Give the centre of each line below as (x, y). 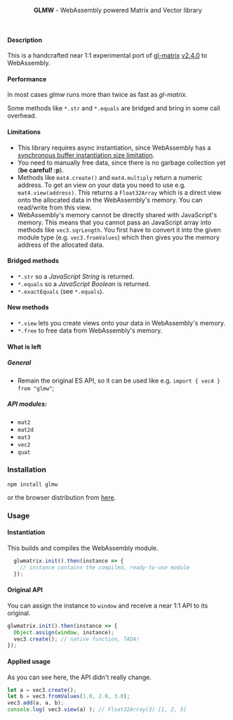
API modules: (27, 404)
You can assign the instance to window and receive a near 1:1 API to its (108, 605)
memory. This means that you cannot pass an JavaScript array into (114, 222)
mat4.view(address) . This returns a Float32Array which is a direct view (119, 192)
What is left (25, 347)
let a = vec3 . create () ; (42, 690)
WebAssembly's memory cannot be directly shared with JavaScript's (117, 214)
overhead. (22, 116)
